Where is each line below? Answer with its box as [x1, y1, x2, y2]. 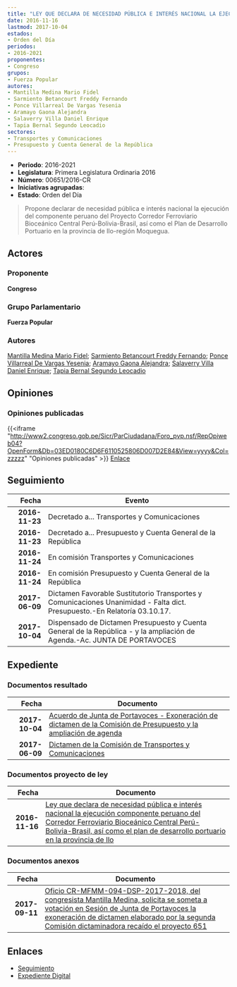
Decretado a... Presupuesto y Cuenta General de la [48, 527, 217, 537]
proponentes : [7, 56, 46, 63]
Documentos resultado [7, 680, 88, 690]
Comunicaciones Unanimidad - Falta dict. [48, 597, 186, 607]
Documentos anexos [7, 856, 80, 866]
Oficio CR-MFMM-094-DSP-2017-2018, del [44, 886, 201, 896]
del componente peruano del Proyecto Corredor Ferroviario [24, 212, 197, 221]
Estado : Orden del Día [17, 191, 83, 200]
